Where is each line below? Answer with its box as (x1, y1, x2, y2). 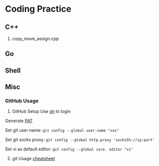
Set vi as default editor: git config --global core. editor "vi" (5, 146, 134, 152)
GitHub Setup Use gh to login (12, 109, 71, 114)
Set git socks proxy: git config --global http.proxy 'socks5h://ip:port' (5, 137, 155, 143)
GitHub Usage (5, 97, 39, 104)
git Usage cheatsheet (12, 156, 55, 162)
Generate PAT (5, 118, 33, 124)
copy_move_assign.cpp (12, 36, 59, 41)
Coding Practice (5, 3, 71, 15)
